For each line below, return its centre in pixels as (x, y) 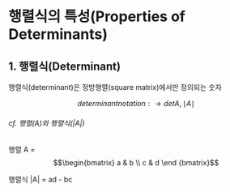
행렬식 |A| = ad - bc (40, 180)
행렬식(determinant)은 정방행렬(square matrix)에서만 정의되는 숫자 (115, 87)
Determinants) (58, 34)
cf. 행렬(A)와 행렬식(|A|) (47, 123)
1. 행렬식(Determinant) (65, 66)
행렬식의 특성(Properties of (97, 17)
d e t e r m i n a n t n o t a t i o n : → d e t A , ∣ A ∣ (136, 103)
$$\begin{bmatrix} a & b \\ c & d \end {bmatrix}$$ (136, 163)
